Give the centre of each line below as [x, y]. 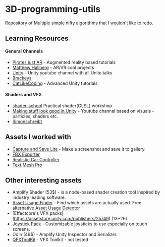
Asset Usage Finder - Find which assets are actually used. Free [77, 203]
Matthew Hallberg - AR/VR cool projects [53, 67]
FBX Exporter [26, 154]
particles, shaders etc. [35, 116]
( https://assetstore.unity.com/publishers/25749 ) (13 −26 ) [70, 219]
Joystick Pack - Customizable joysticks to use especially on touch [80, 224]
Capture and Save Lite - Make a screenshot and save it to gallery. [79, 149]
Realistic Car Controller [36, 159]
